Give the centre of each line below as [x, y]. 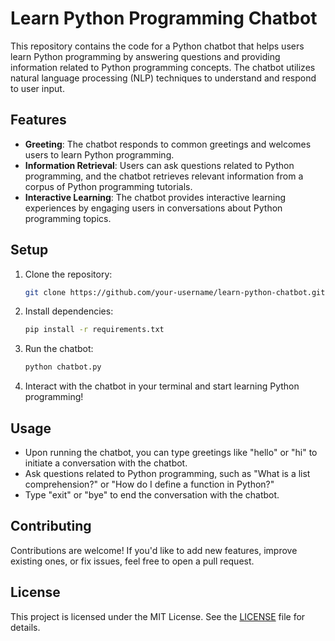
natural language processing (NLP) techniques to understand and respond [163, 78]
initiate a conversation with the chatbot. [106, 463]
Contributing [51, 526]
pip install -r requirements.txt [94, 330]
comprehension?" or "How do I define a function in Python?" [149, 484]
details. [25, 627]
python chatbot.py [63, 367]
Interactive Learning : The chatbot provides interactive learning [155, 197]
